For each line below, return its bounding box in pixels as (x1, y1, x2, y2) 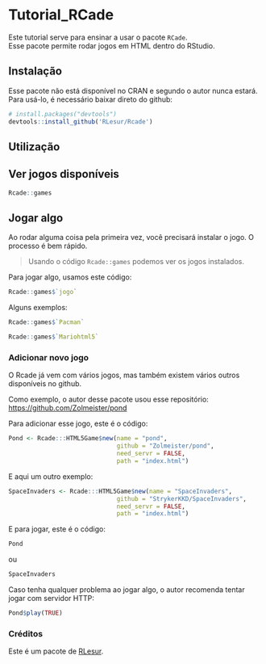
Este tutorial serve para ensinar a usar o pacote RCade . (8, 32, 188, 42)
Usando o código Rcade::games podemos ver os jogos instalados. (27, 257, 244, 267)
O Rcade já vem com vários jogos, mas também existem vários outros (8, 370, 240, 380)
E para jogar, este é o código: (8, 524, 106, 534)
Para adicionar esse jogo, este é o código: (8, 418, 148, 429)
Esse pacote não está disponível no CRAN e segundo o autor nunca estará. (8, 86, 258, 95)
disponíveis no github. (8, 379, 82, 389)
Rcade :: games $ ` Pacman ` (8, 318, 85, 326)
